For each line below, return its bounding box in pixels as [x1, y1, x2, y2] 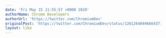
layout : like [5, 26, 32, 31]
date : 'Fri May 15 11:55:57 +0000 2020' [5, 7, 90, 12]
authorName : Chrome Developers [5, 12, 70, 17]
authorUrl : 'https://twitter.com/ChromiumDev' [5, 16, 103, 21]
